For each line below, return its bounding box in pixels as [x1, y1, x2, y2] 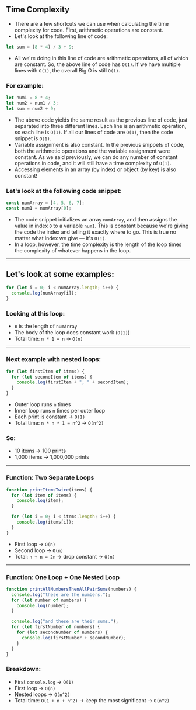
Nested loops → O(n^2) [14, 691, 71, 698]
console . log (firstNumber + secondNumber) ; [21, 635, 127, 640]
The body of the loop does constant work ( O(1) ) [14, 329, 130, 336]
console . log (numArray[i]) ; [11, 290, 77, 296]
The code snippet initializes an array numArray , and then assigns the [14, 216, 177, 223]
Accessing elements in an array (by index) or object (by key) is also [14, 166, 177, 173]
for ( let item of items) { [11, 492, 77, 498]
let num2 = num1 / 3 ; [6, 100, 59, 106]
